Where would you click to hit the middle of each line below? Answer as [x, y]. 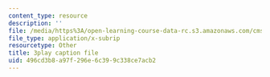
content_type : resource [48, 16]
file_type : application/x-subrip [64, 38]
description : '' [35, 23]
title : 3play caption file [53, 53]
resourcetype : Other [43, 46]
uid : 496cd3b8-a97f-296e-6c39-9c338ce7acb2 [82, 61]
